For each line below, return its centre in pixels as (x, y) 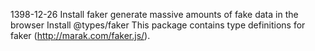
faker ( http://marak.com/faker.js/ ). (80, 35)
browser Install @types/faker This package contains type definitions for (158, 25)
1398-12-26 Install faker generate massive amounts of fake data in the (154, 14)
